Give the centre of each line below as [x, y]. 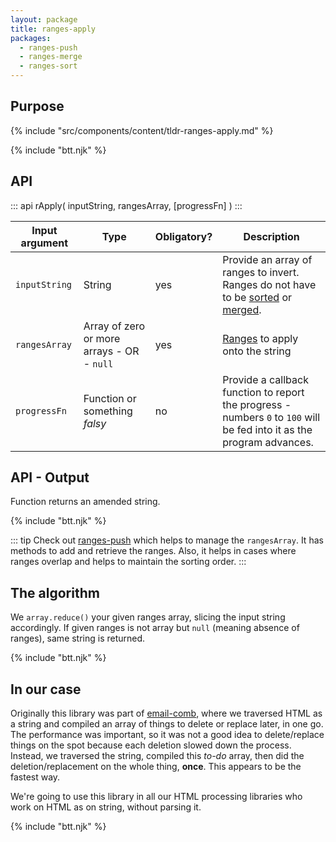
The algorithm [55, 592]
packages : [31, 38]
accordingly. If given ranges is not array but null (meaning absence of [155, 628]
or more [102, 338]
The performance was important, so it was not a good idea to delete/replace [167, 735]
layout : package [44, 19]
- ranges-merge [51, 57]
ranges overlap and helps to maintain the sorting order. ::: [128, 562]
